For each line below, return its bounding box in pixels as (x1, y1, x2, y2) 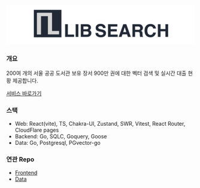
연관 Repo (6, 155, 35, 163)
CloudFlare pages (14, 126, 59, 134)
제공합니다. (12, 77, 39, 84)
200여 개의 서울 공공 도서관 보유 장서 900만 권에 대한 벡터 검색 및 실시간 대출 (6, 69, 187, 77)
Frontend (14, 169, 38, 177)
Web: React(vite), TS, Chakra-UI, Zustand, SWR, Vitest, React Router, (14, 120, 186, 127)
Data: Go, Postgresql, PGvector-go (14, 139, 101, 146)
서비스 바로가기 (6, 89, 42, 97)
